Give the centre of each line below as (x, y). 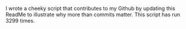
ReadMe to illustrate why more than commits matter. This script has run (93, 14)
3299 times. (20, 21)
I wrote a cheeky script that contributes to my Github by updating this (91, 8)
